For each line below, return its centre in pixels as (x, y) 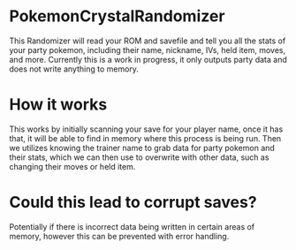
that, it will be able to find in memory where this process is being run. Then (145, 138)
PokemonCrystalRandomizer (117, 16)
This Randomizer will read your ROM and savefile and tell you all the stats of (148, 41)
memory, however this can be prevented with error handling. (119, 236)
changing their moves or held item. (72, 166)
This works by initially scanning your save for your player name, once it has (146, 129)
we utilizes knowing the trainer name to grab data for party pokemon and (142, 148)
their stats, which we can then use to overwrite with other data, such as (139, 157)
